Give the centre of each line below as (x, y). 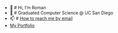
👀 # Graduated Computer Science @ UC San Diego (61, 13)
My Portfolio (22, 25)
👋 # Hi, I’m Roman (28, 8)
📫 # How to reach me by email (41, 18)
